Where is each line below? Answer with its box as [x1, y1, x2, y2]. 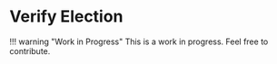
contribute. [9, 45, 51, 56]
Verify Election [9, 6, 124, 27]
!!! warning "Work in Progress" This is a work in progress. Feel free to [9, 36, 269, 47]
